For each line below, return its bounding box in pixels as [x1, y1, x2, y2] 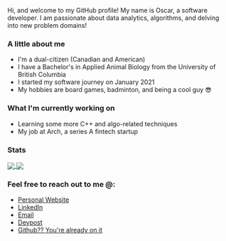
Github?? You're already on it [17, 226, 103, 235]
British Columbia [17, 71, 66, 79]
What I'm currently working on [7, 103, 115, 113]
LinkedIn [17, 203, 43, 212]
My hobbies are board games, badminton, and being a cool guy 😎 [17, 86, 212, 94]
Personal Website [17, 195, 70, 204]
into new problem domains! [7, 21, 87, 29]
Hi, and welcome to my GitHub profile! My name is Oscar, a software [7, 6, 208, 14]
